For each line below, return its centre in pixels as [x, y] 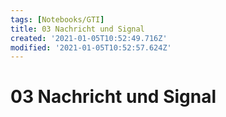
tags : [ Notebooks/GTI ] [57, 19]
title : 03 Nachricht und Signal [77, 29]
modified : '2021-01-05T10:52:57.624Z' [91, 47]
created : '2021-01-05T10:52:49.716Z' [89, 38]
